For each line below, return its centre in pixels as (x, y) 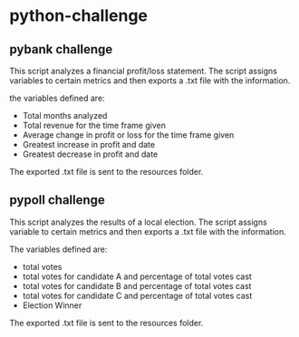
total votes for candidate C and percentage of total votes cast (137, 295)
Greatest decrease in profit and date (90, 154)
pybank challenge (61, 49)
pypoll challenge (58, 200)
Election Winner (52, 305)
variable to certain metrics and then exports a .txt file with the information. (148, 231)
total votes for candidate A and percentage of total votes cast (137, 276)
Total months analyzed (65, 116)
